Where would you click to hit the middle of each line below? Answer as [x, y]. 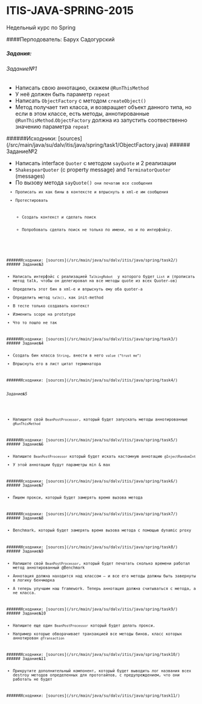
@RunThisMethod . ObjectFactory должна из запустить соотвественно [101, 120]
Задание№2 [22, 151]
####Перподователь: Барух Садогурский [61, 39]
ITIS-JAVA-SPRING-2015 [70, 11]
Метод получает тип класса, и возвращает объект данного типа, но [103, 107]
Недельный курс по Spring [41, 27]
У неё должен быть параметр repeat [63, 94]
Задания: [19, 53]
